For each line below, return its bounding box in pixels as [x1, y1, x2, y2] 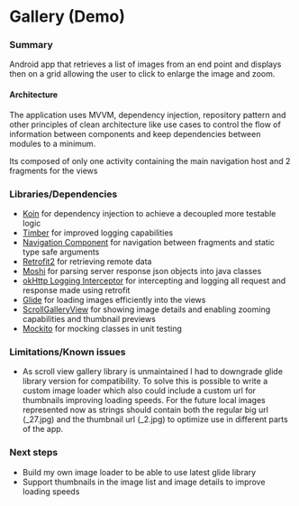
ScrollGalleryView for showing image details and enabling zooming [22, 304, 271, 315]
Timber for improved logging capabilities [22, 227, 174, 238]
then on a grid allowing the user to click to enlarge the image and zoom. [9, 69, 276, 79]
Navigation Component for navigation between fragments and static [22, 236, 276, 247]
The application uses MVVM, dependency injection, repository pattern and [9, 109, 286, 120]
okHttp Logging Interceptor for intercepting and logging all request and [22, 275, 286, 286]
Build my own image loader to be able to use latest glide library [22, 466, 257, 477]
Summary [9, 39, 54, 51]
